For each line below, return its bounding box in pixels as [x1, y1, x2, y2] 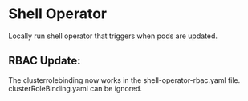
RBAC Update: [8, 54, 82, 68]
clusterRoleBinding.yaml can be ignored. [8, 84, 143, 93]
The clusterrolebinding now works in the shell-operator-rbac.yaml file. [8, 75, 241, 84]
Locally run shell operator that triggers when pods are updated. [8, 31, 218, 41]
